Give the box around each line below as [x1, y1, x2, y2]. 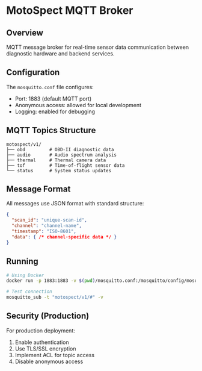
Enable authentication [14, 338, 69, 346]
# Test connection [6, 288, 52, 295]
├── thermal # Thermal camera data [6, 157, 106, 163]
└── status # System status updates [6, 167, 112, 173]
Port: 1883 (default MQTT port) [14, 95, 92, 102]
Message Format [6, 184, 71, 195]
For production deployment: [6, 326, 75, 334]
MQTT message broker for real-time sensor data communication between [6, 43, 189, 51]
